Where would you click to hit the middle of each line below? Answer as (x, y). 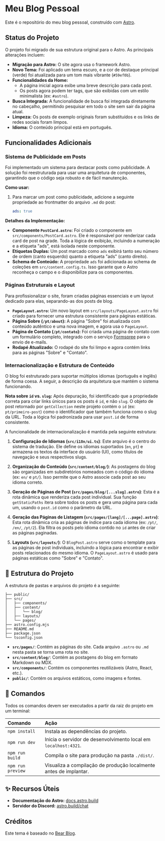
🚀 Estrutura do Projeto (39, 574)
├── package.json (23, 633)
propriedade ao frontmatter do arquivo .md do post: (64, 202)
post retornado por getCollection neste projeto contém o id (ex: (70, 406)
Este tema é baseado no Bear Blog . (41, 833)
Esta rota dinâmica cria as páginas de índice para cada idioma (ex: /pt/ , (85, 522)
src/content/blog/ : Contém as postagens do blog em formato (75, 657)
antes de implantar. (67, 771)
